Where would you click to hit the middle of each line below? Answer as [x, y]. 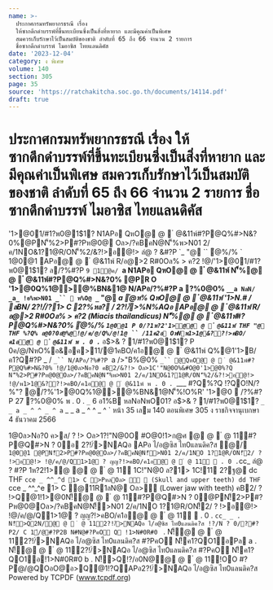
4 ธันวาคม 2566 [33, 419]
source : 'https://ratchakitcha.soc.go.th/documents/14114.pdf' [118, 92]
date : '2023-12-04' [42, 54]
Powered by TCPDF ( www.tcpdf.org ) [70, 578]
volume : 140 [29, 69]
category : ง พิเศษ [36, 62]
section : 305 [31, 76]
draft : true [29, 99]
